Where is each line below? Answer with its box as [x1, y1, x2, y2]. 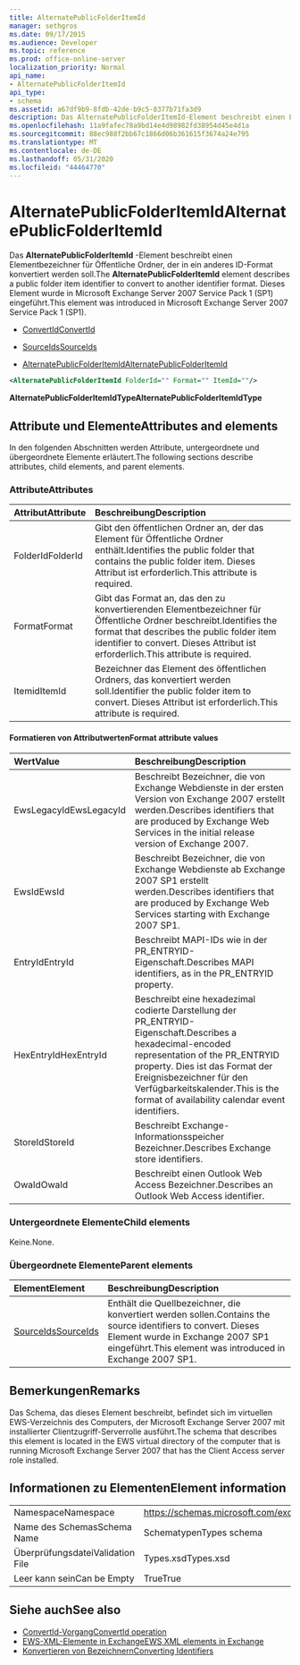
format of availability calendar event [134, 1093, 286, 1106]
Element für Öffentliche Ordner [95, 533, 224, 546]
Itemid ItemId [13, 685, 67, 698]
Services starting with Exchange [134, 907, 271, 920]
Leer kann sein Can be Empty [13, 1572, 135, 1584]
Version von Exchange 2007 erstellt [134, 793, 286, 805]
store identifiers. [134, 1152, 204, 1165]
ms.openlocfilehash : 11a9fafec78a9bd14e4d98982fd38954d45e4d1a [9, 122, 250, 131]
